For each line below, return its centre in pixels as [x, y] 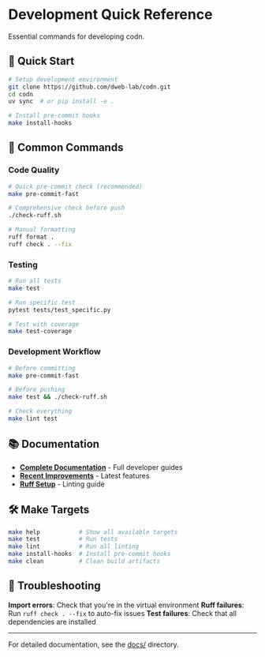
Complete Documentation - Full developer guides [101, 467]
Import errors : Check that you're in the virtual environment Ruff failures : [126, 605]
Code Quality [34, 170]
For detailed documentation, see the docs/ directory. [93, 644]
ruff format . [32, 237]
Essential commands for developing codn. [77, 36]
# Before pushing [37, 390]
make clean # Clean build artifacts [84, 561]
